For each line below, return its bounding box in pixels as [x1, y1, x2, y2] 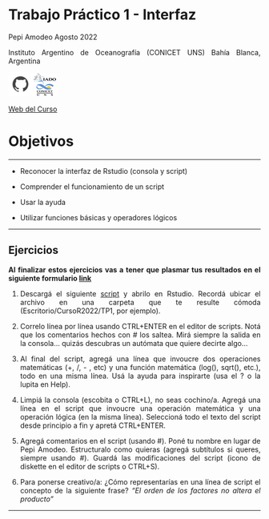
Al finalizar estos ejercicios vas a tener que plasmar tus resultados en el [8, 264, 261, 274]
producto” [19, 494, 54, 504]
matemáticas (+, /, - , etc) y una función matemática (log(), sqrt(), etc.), [19, 362, 261, 372]
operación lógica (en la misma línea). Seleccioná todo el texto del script [19, 412, 261, 421]
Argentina [8, 56, 41, 66]
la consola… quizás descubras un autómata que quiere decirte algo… [19, 338, 248, 348]
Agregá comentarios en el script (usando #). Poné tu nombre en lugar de [19, 436, 261, 445]
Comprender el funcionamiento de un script [19, 182, 165, 191]
